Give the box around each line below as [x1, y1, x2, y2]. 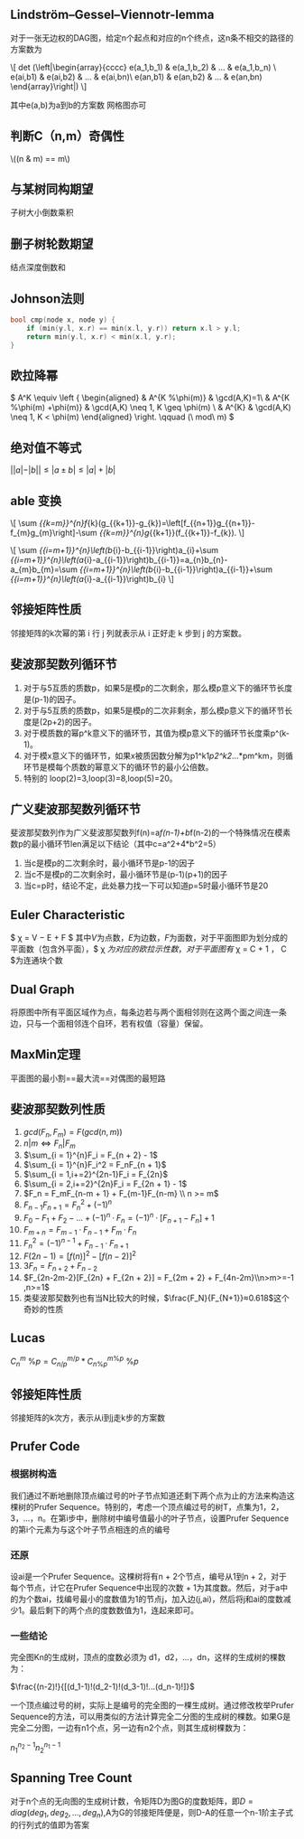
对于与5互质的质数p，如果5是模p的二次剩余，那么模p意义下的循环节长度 [23, 682, 293, 693]
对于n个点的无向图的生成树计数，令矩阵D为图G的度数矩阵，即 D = [10, 1796, 253, 1806]
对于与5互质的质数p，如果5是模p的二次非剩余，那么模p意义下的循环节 [23, 705, 285, 716]
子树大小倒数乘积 [10, 207, 74, 218]
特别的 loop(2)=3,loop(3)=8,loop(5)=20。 [23, 773, 179, 783]
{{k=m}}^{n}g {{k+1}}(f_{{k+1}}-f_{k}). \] [98, 528, 245, 538]
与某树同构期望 [10, 182, 94, 197]
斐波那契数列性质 [10, 1102, 106, 1117]
